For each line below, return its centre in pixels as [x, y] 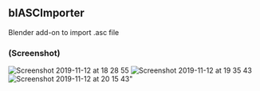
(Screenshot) [34, 53]
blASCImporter [47, 13]
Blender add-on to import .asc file [64, 32]
